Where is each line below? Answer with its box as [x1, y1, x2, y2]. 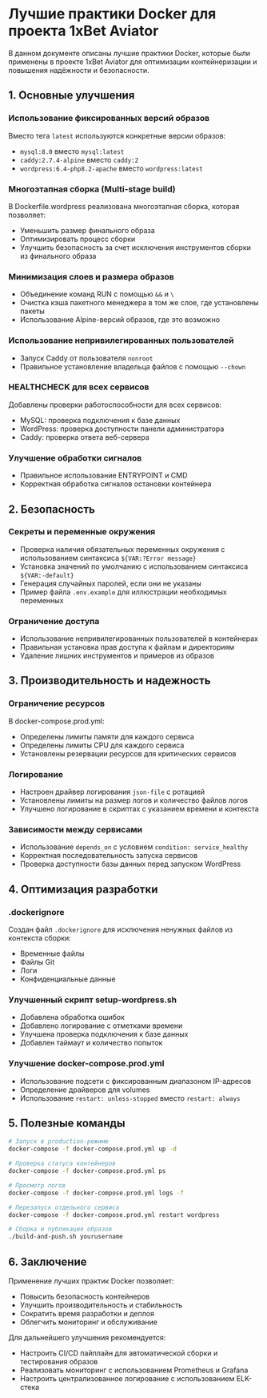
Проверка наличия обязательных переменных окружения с [19, 544, 225, 554]
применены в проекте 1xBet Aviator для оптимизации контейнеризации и [8, 57, 257, 66]
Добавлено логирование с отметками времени [19, 1021, 183, 1030]
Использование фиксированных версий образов [8, 113, 210, 124]
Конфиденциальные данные [19, 974, 116, 984]
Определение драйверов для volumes [19, 1085, 150, 1094]
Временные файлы [19, 949, 85, 958]
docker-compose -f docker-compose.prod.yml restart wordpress [8, 1211, 220, 1219]
